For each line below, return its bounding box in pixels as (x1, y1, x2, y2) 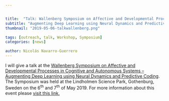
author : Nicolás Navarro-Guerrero (5, 48, 78, 54)
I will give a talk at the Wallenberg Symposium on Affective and (5, 63, 136, 68)
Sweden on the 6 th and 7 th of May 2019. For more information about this (5, 84, 154, 91)
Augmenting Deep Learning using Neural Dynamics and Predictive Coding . (5, 73, 160, 79)
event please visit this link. (5, 90, 60, 96)
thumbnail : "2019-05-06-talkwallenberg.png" (5, 26, 100, 31)
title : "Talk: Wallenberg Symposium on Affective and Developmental (5, 16, 154, 21)
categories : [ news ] (5, 39, 46, 44)
